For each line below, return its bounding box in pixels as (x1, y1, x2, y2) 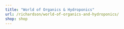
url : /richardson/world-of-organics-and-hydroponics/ (5, 12, 120, 17)
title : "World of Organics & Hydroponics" (5, 7, 95, 12)
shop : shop (5, 16, 28, 21)
